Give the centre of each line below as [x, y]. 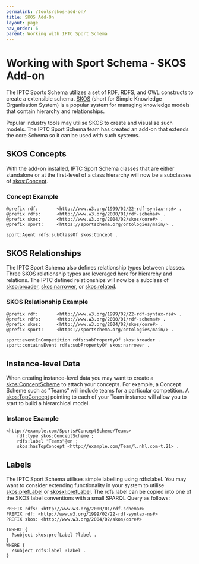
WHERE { [16, 546]
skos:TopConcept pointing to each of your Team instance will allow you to [97, 397]
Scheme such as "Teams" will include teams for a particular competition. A [97, 391]
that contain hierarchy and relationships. [56, 111]
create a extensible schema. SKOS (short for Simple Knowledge [84, 99]
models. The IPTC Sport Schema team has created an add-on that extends [97, 129]
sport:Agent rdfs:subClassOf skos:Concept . [62, 235]
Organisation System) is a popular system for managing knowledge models [98, 105]
